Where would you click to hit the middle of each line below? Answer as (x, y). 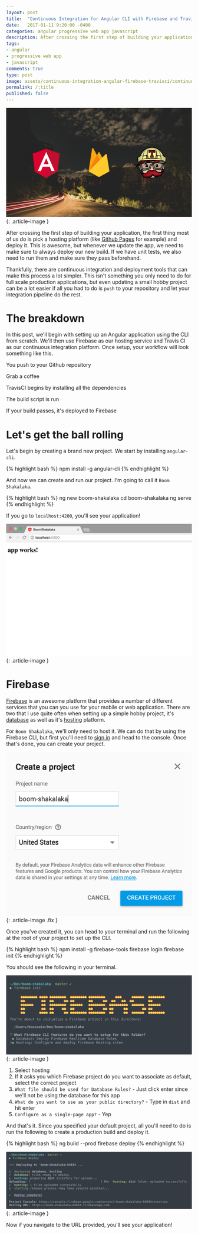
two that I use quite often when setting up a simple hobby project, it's (90, 713)
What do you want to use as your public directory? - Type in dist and (102, 1102)
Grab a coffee (23, 376)
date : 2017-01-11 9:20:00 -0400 (49, 25)
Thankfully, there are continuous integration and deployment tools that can (97, 269)
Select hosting (32, 1070)
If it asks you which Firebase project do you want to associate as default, (103, 1077)
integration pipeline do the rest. (44, 294)
